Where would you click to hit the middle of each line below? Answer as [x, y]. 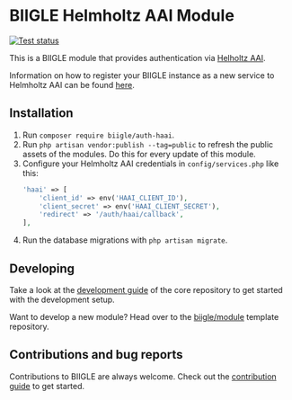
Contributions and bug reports [96, 355]
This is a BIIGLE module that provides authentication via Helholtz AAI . [138, 58]
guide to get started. [47, 386]
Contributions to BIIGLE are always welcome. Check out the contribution [143, 376]
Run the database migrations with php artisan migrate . [125, 240]
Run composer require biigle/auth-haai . [98, 135]
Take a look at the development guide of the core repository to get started [146, 289]
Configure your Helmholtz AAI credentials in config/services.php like [150, 164]
